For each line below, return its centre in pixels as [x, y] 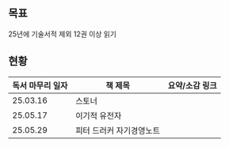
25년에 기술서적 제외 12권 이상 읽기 [63, 34]
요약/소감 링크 [192, 85]
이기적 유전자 [98, 115]
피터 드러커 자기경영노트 [118, 130]
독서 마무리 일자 [40, 85]
